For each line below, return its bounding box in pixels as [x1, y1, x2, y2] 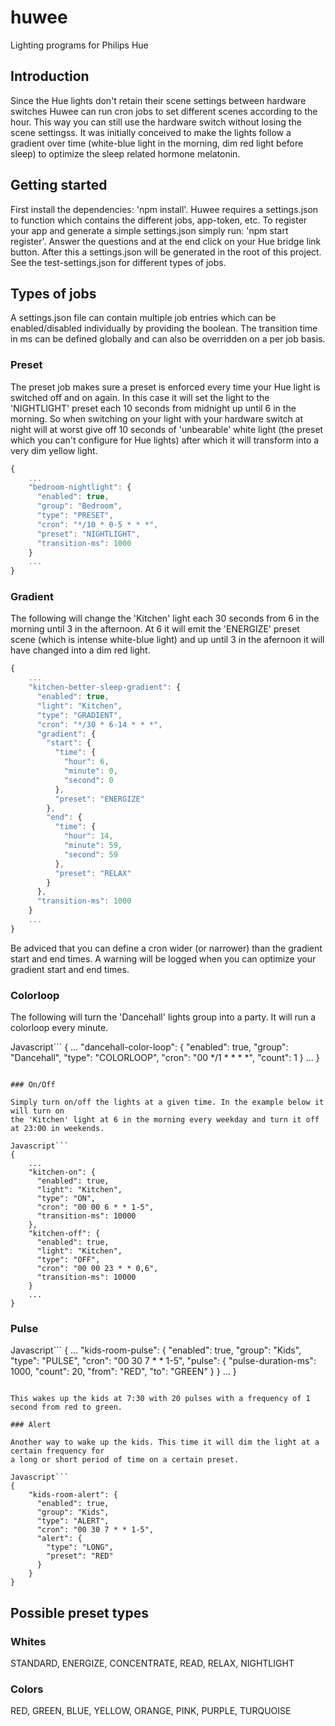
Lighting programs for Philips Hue [10, 39, 149, 51]
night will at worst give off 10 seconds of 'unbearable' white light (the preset [10, 423, 324, 435]
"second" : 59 [63, 849, 118, 860]
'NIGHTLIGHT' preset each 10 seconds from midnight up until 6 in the [10, 402, 297, 414]
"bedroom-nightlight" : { [28, 482, 132, 493]
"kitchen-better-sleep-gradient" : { [28, 682, 182, 693]
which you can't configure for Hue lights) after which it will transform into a [10, 434, 320, 446]
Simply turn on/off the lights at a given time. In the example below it [10, 1097, 325, 1108]
